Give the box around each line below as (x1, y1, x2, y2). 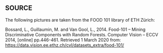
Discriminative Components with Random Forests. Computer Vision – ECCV (5, 31, 159, 37)
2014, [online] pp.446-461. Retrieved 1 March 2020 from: (5, 37, 121, 43)
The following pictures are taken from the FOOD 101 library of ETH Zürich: (5, 17, 155, 23)
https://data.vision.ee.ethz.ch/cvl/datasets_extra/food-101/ (5, 42, 124, 48)
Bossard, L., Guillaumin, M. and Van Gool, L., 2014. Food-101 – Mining (5, 26, 146, 32)
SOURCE (5, 4, 33, 12)
